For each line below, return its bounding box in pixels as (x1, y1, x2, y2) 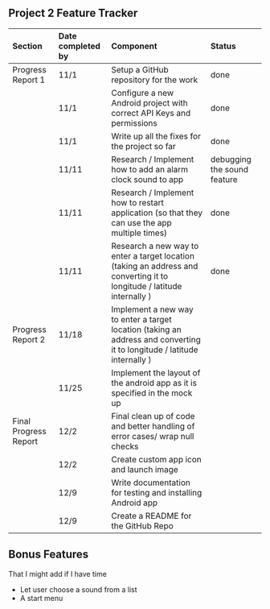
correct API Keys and (111, 107, 191, 118)
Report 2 (12, 333, 46, 345)
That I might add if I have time (8, 569, 107, 578)
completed (58, 40, 100, 52)
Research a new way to (111, 240, 199, 251)
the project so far (111, 140, 177, 151)
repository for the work (111, 74, 198, 85)
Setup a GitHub (111, 64, 169, 75)
